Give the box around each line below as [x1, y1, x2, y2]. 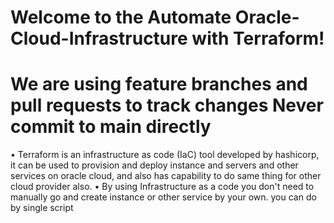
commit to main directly [10, 116, 212, 138]
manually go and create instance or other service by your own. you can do [10, 191, 317, 203]
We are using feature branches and [10, 73, 308, 96]
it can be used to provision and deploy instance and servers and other [10, 159, 299, 171]
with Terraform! [191, 27, 325, 50]
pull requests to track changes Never [10, 94, 324, 117]
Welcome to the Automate [10, 6, 232, 29]
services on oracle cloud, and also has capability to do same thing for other [10, 170, 322, 182]
